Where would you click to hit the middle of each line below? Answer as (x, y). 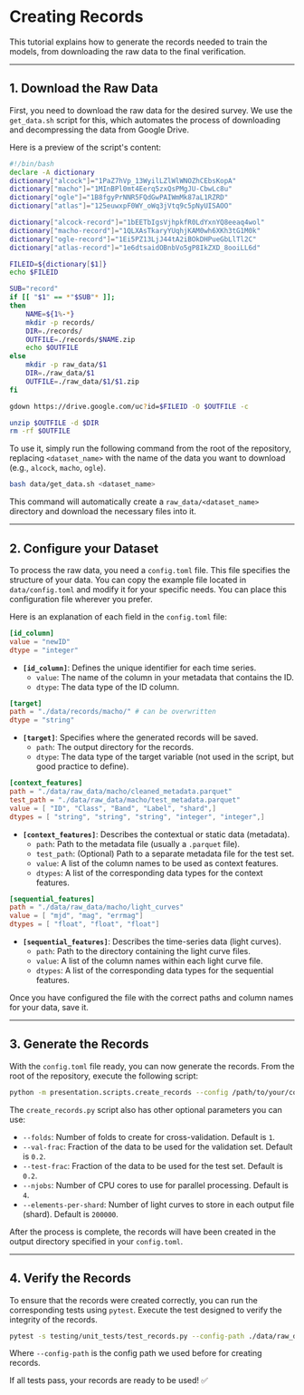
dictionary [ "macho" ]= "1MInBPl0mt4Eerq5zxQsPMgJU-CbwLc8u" (121, 189)
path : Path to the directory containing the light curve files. (143, 951)
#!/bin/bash (32, 164)
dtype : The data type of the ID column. (107, 687)
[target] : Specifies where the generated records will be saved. (140, 737)
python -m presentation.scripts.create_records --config (119, 1092)
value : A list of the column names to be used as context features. (157, 863)
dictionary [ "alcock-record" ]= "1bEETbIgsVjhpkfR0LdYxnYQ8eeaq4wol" (137, 222)
